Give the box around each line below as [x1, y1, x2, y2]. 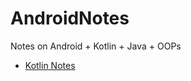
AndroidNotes [10, 7, 130, 30]
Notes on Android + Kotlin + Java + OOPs [10, 40, 182, 52]
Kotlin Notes [24, 59, 76, 71]
